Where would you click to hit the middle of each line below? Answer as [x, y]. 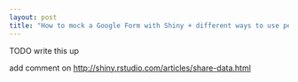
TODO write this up [44, 50]
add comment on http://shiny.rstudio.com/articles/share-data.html [130, 68]
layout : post [33, 17]
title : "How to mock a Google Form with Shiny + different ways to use [144, 26]
